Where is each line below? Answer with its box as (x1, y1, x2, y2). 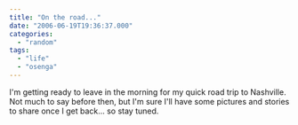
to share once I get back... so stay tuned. (9, 105, 159, 116)
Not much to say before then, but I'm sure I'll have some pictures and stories (9, 96, 290, 106)
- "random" (17, 37, 58, 47)
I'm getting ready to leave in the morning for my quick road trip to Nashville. (9, 86, 286, 98)
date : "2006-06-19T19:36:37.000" (9, 21, 133, 30)
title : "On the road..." (9, 12, 101, 22)
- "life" (17, 54, 50, 63)
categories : (9, 29, 53, 38)
